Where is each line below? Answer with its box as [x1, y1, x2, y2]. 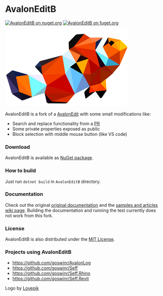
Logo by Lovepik [5, 285, 39, 291]
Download [5, 143, 31, 150]
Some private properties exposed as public [12, 125, 100, 132]
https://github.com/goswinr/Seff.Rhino [12, 270, 90, 276]
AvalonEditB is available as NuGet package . [5, 155, 94, 161]
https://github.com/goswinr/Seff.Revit [12, 276, 89, 282]
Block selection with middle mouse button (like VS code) [12, 131, 127, 137]
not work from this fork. [5, 212, 53, 219]
